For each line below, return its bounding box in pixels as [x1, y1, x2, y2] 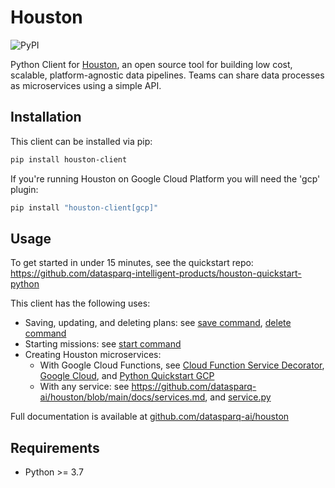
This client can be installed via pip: [10, 135, 153, 147]
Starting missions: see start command [24, 338, 182, 350]
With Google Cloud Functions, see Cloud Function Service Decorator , [39, 359, 325, 371]
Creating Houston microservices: [24, 349, 162, 361]
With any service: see [39, 381, 130, 393]
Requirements [10, 439, 100, 456]
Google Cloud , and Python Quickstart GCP [39, 370, 215, 382]
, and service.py [204, 391, 272, 403]
